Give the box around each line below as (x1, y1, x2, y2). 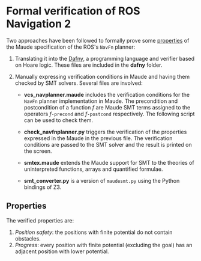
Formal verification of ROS (6, 4, 140, 18)
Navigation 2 (6, 17, 71, 31)
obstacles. (14, 235, 41, 242)
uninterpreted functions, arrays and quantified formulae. (23, 165, 163, 173)
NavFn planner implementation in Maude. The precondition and (23, 97, 178, 105)
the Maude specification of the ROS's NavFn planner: (6, 43, 136, 51)
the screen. (23, 147, 52, 155)
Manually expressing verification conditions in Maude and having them (14, 73, 190, 80)
